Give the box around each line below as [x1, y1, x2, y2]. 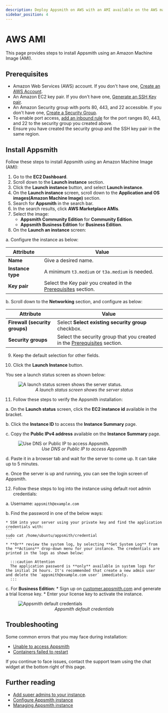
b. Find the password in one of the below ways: [5, 510, 103, 516]
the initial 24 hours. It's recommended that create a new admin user [5, 568, 156, 573]
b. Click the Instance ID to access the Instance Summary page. [5, 421, 137, 427]
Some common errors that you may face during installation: [5, 633, 128, 639]
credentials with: [5, 524, 44, 529]
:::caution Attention [10, 559, 55, 564]
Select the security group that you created [57, 333, 156, 340]
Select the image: [12, 211, 49, 217]
